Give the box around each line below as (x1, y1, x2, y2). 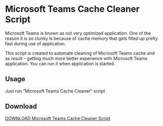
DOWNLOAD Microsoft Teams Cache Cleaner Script (5, 115, 111, 121)
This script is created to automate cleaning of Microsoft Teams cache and (5, 50, 155, 56)
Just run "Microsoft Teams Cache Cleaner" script (5, 88, 105, 94)
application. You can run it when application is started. (5, 61, 116, 66)
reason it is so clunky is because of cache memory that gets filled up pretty (5, 35, 159, 41)
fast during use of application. (5, 40, 66, 46)
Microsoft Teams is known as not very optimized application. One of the (5, 30, 151, 36)
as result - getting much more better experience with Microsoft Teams (5, 55, 148, 61)
